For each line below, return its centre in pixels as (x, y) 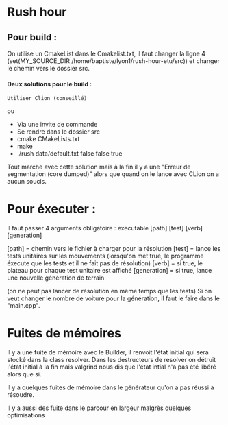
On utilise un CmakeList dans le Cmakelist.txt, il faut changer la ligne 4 (106, 53)
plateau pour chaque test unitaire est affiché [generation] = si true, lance (110, 271)
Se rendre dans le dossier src (59, 132)
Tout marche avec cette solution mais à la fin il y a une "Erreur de (99, 167)
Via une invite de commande (57, 125)
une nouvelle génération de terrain (56, 278)
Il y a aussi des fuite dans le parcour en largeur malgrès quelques (99, 408)
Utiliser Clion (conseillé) (47, 99)
